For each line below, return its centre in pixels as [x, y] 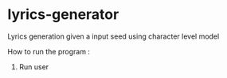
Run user [34, 67]
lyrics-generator [63, 15]
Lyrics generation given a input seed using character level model [113, 36]
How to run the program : [49, 51]
